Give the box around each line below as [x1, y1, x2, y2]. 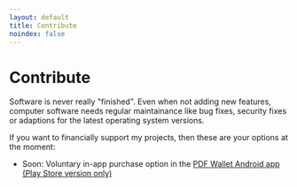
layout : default [9, 12, 69, 22]
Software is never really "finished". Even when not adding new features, [9, 96, 272, 107]
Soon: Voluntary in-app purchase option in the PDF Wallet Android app [21, 159, 281, 169]
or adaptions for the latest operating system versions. [9, 116, 205, 126]
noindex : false [9, 29, 66, 38]
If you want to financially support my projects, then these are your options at [9, 132, 288, 143]
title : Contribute [9, 21, 77, 30]
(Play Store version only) [21, 168, 113, 179]
